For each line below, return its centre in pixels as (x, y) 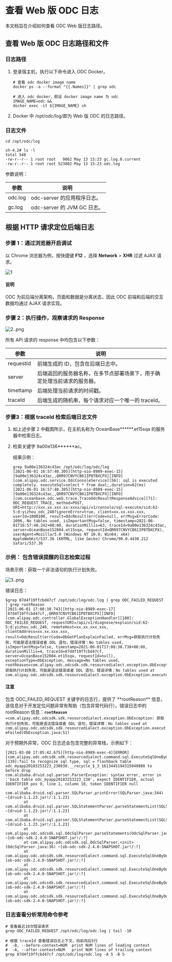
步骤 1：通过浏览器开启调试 (39, 243)
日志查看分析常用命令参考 (37, 914)
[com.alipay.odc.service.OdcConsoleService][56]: (67, 480)
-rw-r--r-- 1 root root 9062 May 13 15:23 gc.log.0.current (73, 159)
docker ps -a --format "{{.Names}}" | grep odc (64, 87)
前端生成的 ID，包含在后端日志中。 (79, 364)
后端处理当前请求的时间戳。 (70, 391)
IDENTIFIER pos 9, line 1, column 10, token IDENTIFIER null (72, 784)
